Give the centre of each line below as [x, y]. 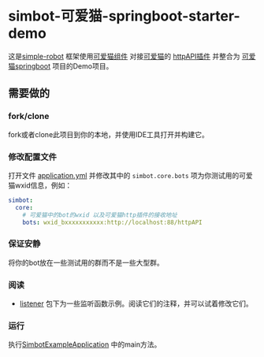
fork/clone [29, 117]
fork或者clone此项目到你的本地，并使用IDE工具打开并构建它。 [108, 134]
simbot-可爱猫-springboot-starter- [124, 16]
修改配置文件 [33, 157]
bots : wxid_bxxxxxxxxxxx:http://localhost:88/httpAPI [112, 222]
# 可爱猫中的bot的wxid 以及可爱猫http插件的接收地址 [100, 215]
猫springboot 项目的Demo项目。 [61, 66]
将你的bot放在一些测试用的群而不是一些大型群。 [86, 262]
